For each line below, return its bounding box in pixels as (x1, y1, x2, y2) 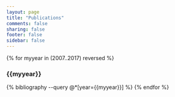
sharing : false (6, 26, 45, 33)
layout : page (6, 9, 40, 15)
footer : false (6, 32, 43, 38)
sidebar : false (6, 37, 45, 44)
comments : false (6, 20, 48, 26)
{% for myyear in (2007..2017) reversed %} (6, 55, 114, 61)
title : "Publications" (6, 15, 64, 21)
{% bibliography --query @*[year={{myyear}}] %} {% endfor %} (6, 83, 169, 91)
